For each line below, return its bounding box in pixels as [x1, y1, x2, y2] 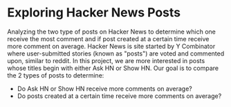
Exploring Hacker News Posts [7, 5, 181, 21]
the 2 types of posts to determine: [7, 71, 104, 80]
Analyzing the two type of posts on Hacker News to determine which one [7, 27, 216, 36]
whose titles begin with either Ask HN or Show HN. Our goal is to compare [7, 64, 219, 72]
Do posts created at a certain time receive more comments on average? [17, 91, 222, 100]
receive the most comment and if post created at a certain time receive [7, 34, 210, 43]
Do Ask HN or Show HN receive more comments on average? [17, 84, 192, 93]
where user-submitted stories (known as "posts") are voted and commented [7, 49, 225, 58]
